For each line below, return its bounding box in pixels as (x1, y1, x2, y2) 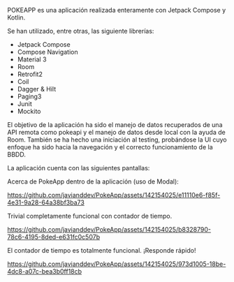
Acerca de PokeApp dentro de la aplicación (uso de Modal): (7, 177, 180, 186)
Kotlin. (7, 13, 26, 22)
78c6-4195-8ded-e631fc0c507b (7, 233, 100, 241)
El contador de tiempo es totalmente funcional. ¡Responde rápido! (7, 246, 196, 254)
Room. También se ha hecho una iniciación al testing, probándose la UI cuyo (7, 135, 227, 144)
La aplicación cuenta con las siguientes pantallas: (7, 164, 150, 172)
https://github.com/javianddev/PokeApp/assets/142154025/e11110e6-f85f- (7, 191, 221, 199)
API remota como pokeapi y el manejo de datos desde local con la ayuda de (7, 128, 226, 136)
